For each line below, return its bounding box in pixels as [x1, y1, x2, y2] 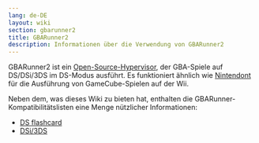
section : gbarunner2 [8, 26, 77, 34]
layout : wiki [8, 19, 51, 27]
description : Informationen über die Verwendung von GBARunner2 [8, 41, 224, 49]
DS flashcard [19, 118, 62, 127]
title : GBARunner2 [8, 33, 69, 42]
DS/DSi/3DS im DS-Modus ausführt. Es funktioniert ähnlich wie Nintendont [8, 71, 251, 80]
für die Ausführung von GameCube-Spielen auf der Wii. [8, 79, 190, 89]
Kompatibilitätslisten [8, 103, 74, 112]
